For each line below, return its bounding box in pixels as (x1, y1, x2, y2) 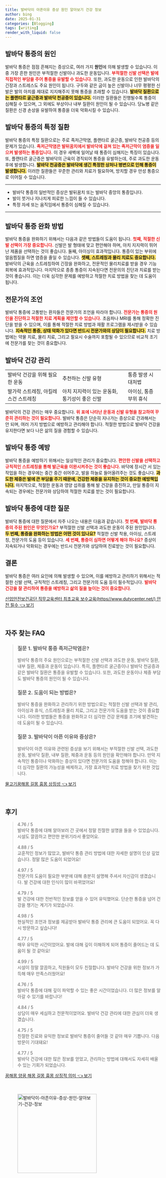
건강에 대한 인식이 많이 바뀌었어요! (29, 879, 95, 885)
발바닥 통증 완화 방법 (5, 222, 64, 230)
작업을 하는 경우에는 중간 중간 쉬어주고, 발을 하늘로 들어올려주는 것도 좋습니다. (5, 470, 156, 476)
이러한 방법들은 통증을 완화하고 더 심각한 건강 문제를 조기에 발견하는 (28, 714, 159, 720)
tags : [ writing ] (5, 26, 39, 31)
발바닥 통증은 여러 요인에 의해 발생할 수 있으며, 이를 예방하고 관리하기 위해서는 (5, 573, 156, 579)
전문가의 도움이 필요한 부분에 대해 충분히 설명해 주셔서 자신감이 (17, 873, 139, 879)
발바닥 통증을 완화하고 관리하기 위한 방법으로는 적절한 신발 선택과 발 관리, (17, 701, 159, 707)
